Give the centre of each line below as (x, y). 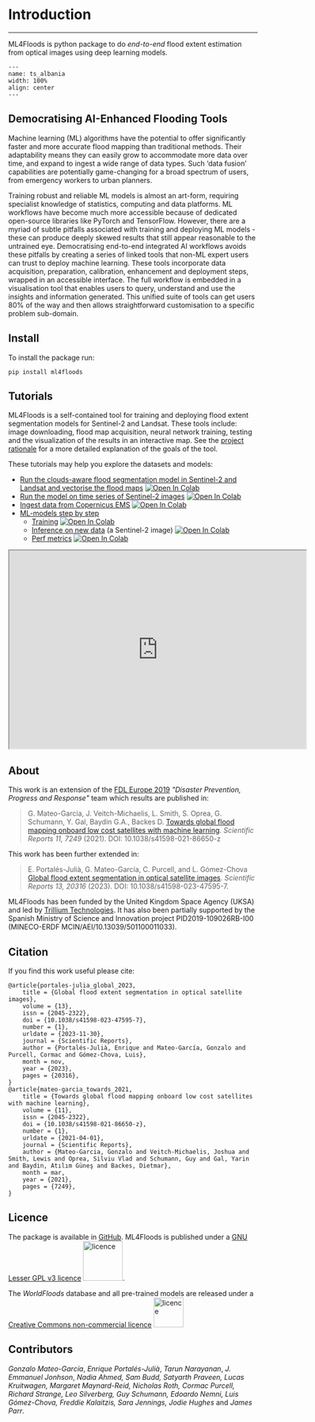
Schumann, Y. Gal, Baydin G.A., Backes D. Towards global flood (131, 822)
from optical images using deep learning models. (88, 52)
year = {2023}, (47, 1068)
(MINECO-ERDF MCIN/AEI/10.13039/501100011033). (93, 927)
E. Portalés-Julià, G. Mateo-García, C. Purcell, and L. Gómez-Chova (137, 870)
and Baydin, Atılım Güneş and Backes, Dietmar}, (90, 1166)
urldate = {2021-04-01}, (63, 1138)
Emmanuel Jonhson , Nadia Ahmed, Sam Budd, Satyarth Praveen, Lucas (126, 1377)
